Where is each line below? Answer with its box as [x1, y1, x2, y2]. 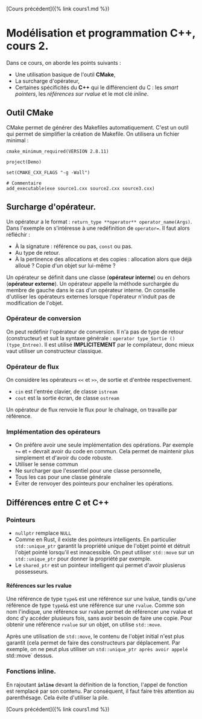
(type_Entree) [6, 342, 42, 348]
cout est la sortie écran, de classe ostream [14, 395, 119, 402]
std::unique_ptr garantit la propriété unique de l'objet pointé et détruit [14, 542, 191, 550]
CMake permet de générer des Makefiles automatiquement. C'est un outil [6, 123, 189, 131]
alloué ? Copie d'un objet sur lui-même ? [14, 261, 116, 269]
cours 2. [6, 39, 49, 53]
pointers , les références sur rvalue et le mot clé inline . [14, 90, 149, 97]
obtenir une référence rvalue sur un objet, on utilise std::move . [6, 621, 162, 628]
